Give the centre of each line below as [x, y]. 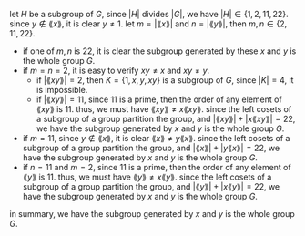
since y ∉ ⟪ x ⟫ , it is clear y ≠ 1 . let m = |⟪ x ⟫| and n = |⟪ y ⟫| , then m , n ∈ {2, [148, 24]
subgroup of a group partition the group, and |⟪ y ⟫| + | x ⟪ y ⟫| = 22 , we [151, 186]
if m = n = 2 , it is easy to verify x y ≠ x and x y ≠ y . [116, 70]
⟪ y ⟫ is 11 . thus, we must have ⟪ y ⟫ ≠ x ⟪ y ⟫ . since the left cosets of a [147, 177]
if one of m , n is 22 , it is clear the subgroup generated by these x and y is [159, 51]
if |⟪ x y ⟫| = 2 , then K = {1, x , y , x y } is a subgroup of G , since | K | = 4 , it [165, 80]
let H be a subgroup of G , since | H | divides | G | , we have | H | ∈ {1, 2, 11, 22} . [149, 14]
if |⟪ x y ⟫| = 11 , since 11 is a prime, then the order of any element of [159, 99]
